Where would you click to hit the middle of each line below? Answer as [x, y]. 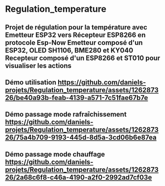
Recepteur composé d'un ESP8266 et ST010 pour [83, 58]
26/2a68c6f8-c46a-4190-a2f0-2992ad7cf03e [79, 177]
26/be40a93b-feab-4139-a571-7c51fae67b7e [77, 98]
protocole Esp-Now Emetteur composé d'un [74, 43]
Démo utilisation [31, 82]
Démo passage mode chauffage [55, 154]
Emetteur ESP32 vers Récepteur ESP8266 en [75, 35]
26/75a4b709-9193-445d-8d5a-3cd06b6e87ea [81, 138]
